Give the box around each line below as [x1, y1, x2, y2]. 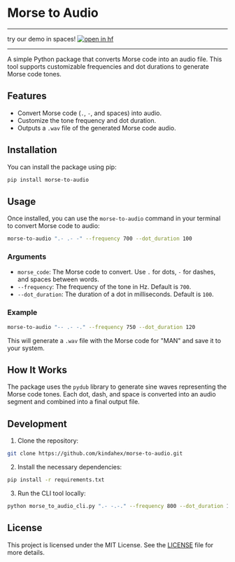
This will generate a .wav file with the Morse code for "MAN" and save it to [7, 336, 222, 344]
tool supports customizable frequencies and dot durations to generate [7, 62, 210, 71]
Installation [7, 144, 57, 156]
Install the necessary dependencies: [17, 463, 122, 471]
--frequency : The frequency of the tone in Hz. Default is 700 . [17, 283, 192, 291]
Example [7, 307, 38, 317]
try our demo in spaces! [7, 34, 76, 43]
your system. [7, 344, 45, 352]
